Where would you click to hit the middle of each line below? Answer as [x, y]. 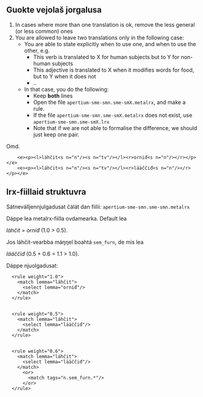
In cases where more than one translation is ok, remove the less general [105, 24]
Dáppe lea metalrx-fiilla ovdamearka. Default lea [67, 218]
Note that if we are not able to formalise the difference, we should [115, 128]
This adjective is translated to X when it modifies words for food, [114, 70]
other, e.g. [37, 50]
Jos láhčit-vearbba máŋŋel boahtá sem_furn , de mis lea [75, 242]
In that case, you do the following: [66, 89]
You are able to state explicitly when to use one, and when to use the [110, 44]
